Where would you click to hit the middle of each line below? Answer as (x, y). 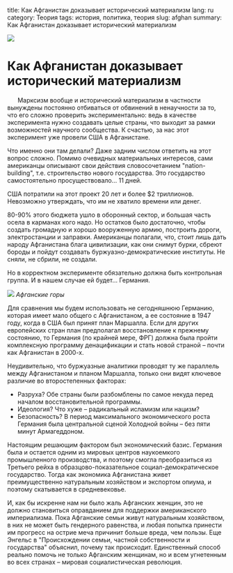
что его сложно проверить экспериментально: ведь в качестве (102, 115)
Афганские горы (40, 294)
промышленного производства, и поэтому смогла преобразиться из (110, 459)
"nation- (194, 165)
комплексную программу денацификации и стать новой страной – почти (116, 345)
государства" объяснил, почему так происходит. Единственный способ (114, 547)
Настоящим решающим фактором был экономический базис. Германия (115, 445)
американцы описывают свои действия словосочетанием (94, 165)
